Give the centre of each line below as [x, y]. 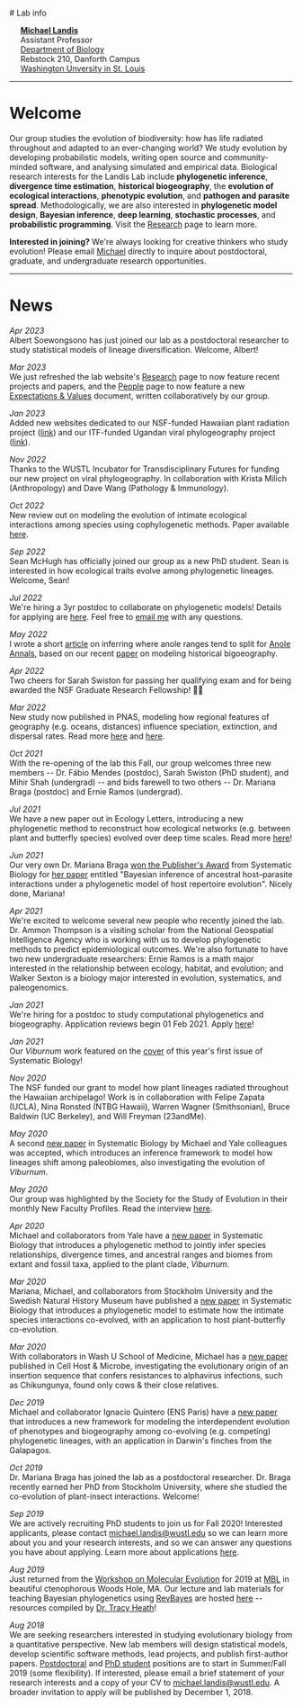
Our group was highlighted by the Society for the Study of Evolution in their [148, 1199]
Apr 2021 [26, 911]
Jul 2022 [26, 597]
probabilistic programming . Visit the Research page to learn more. [133, 224]
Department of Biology [62, 49]
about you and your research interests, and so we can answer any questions [151, 1542]
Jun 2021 [27, 855]
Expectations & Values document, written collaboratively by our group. [140, 395]
